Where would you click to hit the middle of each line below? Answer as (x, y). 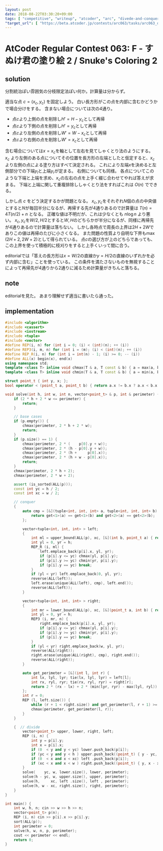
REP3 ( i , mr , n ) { (49, 619)
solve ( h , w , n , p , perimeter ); (45, 831)
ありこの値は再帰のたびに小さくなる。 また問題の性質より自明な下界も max (80, 233)
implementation (30, 311)
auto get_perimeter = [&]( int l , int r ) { (66, 673)
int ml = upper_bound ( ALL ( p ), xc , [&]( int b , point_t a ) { (92, 538)
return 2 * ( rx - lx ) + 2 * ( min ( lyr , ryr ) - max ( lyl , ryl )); (95, 687)
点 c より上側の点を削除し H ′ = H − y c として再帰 (58, 120)
